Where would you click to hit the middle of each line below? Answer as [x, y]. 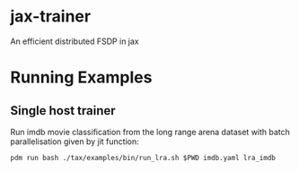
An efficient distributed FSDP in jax [75, 41]
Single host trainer [63, 111]
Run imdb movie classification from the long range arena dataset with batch [150, 132]
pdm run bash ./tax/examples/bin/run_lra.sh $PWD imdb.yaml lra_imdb [143, 158]
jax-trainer [51, 17]
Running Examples [81, 77]
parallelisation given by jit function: [75, 141]
